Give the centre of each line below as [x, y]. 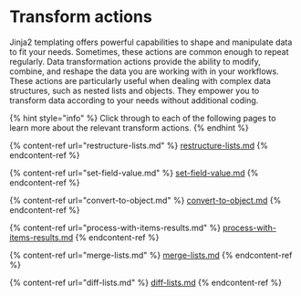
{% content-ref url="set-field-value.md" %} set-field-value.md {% [134, 173]
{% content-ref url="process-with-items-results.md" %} [115, 227]
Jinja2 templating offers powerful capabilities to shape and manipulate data [151, 42]
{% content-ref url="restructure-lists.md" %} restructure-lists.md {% [139, 145]
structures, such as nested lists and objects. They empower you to [135, 90]
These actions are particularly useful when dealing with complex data [140, 80]
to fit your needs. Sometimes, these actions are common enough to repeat [149, 51]
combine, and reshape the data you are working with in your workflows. [145, 71]
